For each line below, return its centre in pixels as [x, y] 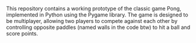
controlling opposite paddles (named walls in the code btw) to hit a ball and [98, 27]
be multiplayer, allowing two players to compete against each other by [92, 21]
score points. [22, 34]
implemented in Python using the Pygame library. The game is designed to [97, 15]
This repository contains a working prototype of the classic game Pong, [94, 9]
